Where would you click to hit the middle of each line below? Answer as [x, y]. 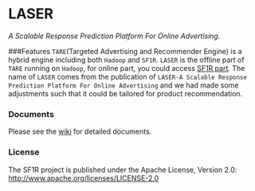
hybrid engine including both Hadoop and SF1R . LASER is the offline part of [126, 60]
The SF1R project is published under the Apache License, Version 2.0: [123, 170]
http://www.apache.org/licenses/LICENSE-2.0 [84, 178]
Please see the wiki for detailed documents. [80, 131]
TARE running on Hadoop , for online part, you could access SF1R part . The [127, 68]
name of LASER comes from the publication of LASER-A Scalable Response [127, 76]
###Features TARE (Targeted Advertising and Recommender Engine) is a [125, 51]
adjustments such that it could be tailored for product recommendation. [126, 93]
